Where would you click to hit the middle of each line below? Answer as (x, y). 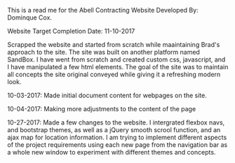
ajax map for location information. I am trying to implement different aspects (117, 137)
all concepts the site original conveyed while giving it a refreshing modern (114, 74)
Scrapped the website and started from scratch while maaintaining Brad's (114, 44)
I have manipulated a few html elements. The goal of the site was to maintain (118, 67)
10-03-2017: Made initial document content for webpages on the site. (107, 95)
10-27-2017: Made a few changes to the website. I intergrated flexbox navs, (116, 122)
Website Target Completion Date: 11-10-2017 (71, 31)
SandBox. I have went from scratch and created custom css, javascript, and (116, 59)
